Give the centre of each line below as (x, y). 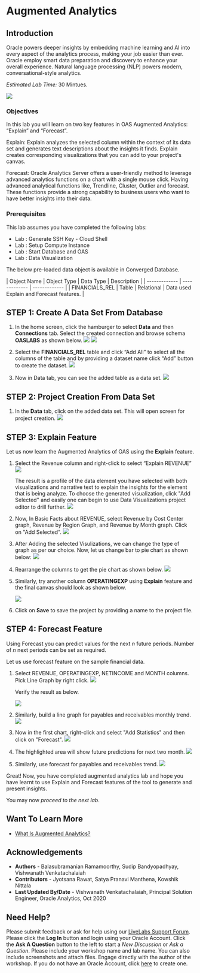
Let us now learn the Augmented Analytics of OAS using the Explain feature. (100, 452)
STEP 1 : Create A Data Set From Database (84, 312)
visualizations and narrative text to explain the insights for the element (101, 487)
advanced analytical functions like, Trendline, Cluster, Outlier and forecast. (98, 186)
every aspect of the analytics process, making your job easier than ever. (95, 54)
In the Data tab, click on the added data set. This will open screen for (100, 411)
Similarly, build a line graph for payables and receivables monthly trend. (103, 715)
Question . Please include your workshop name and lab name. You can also (98, 951)
